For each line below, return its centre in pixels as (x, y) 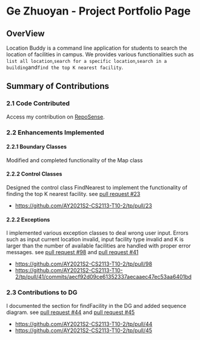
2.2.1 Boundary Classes (37, 147)
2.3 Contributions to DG (42, 293)
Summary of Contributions (58, 86)
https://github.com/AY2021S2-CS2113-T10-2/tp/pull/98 (84, 264)
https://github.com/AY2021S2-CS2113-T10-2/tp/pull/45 (84, 330)
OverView (25, 34)
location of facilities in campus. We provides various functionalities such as (100, 54)
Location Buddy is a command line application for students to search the (97, 48)
